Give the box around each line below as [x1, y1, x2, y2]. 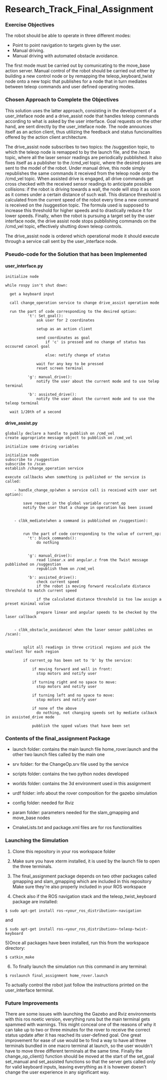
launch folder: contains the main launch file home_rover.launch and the [12, 746, 159, 752]
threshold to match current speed [5, 588, 77, 593]
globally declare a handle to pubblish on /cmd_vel [5, 431, 115, 436]
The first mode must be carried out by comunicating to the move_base [5, 62, 151, 68]
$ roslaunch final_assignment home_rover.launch [5, 973, 108, 978]
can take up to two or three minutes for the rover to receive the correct [5, 1027, 151, 1033]
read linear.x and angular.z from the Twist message [36, 558, 149, 563]
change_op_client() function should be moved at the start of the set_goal [5, 1054, 155, 1059]
